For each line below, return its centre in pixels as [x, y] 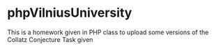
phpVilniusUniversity [70, 13]
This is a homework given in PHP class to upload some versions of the [108, 32]
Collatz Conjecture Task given [50, 39]
